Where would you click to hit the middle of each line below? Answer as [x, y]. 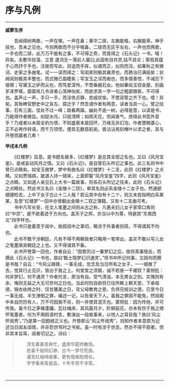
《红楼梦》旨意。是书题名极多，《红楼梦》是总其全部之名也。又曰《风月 [87, 156]
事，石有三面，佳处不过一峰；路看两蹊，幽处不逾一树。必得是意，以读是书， [84, 110]
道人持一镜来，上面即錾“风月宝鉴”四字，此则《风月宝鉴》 [104, 176]
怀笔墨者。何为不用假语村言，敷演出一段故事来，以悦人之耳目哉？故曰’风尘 [83, 314]
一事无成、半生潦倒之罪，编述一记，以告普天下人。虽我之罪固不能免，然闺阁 [84, 295]
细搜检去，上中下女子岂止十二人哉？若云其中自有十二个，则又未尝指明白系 [82, 194]
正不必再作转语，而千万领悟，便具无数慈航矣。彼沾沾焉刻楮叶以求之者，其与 [84, 129]
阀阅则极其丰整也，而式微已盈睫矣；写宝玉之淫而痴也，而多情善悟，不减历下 [84, 78]
